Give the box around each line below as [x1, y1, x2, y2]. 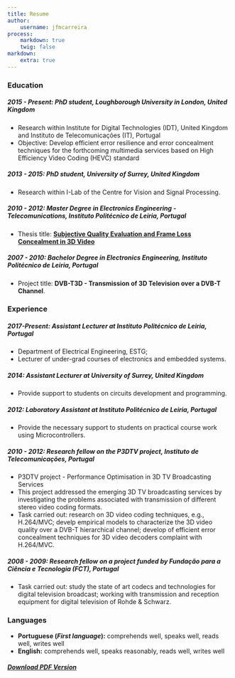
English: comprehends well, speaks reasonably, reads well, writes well [17, 647, 225, 655]
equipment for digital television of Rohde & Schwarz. [17, 598, 172, 606]
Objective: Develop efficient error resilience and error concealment [17, 138, 214, 147]
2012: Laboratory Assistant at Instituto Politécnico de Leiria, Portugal [7, 406, 217, 413]
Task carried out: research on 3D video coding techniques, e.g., [17, 510, 204, 519]
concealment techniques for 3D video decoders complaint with [17, 533, 202, 541]
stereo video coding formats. [17, 503, 103, 512]
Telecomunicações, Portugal [7, 455, 94, 463]
